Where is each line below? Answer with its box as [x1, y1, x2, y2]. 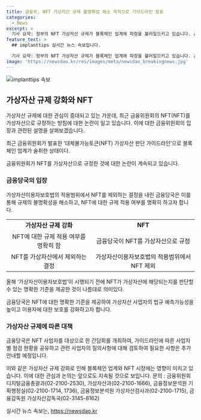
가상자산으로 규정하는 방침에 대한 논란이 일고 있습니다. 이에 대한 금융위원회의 [6, 119, 185, 126]
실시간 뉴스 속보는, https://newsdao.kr [6, 407, 98, 415]
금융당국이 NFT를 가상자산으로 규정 [96, 237, 190, 245]
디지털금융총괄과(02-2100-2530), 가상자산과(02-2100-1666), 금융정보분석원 [6, 380, 187, 387]
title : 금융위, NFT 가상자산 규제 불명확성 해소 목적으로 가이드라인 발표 [6, 8, 164, 15]
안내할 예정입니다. [6, 352, 48, 359]
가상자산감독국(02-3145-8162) [26, 395, 100, 402]
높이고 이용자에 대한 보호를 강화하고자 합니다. [6, 306, 112, 313]
